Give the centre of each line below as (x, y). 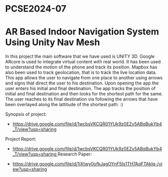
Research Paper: (74, 154)
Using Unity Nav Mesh (53, 42)
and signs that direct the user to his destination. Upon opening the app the (82, 83)
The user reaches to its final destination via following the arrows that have (81, 99)
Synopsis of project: (26, 114)
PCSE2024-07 (36, 9)
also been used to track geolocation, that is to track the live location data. (81, 72)
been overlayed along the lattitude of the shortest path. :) (64, 105)
